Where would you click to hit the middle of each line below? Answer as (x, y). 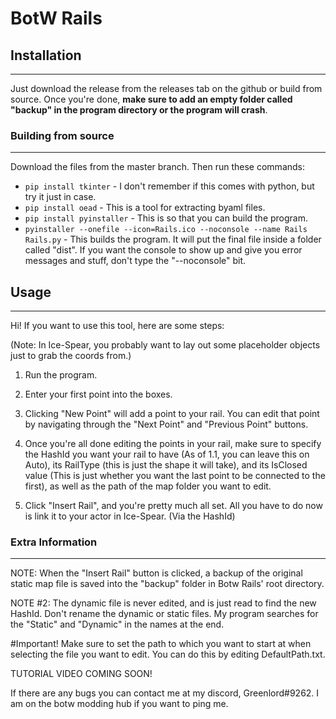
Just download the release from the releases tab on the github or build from (166, 88)
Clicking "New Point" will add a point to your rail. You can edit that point (172, 414)
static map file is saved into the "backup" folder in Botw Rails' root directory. (167, 584)
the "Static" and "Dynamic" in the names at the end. (117, 624)
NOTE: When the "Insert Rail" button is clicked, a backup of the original (156, 573)
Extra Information (54, 542)
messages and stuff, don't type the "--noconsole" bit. (135, 261)
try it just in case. (60, 197)
